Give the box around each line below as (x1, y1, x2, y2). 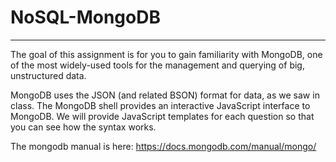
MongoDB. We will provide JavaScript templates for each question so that (10, 110, 315, 122)
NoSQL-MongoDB (10, 6, 161, 29)
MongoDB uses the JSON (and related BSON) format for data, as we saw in (10, 89, 320, 101)
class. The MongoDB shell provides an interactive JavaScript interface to (10, 99, 311, 111)
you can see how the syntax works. (10, 121, 157, 133)
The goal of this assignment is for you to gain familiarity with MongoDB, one (10, 48, 323, 60)
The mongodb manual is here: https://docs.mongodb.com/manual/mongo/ (10, 140, 317, 152)
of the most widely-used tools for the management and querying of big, (10, 59, 305, 71)
